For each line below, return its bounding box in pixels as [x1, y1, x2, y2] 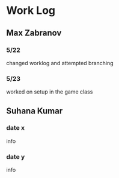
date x [6, 124, 25, 132]
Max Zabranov [6, 28, 62, 38]
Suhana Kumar [6, 106, 63, 116]
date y [6, 152, 25, 161]
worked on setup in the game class [6, 88, 93, 95]
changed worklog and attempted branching [6, 59, 114, 66]
